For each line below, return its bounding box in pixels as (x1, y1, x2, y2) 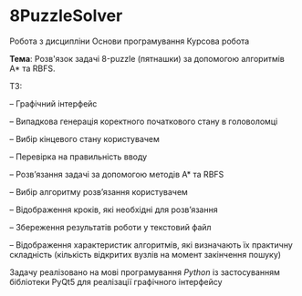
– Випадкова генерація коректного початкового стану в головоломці (9, 116, 278, 127)
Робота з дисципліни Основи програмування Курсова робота (9, 36, 250, 46)
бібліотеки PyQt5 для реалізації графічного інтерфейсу (9, 276, 223, 287)
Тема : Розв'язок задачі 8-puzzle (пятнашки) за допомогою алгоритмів (9, 53, 285, 64)
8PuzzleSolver (9, 5, 123, 26)
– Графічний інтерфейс (9, 97, 98, 109)
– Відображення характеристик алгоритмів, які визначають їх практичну (9, 239, 294, 250)
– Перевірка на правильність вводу (9, 151, 148, 162)
